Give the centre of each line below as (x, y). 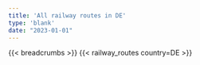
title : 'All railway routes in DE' (67, 15)
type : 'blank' (32, 23)
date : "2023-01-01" (41, 30)
